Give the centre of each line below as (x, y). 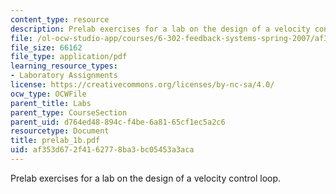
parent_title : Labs (51, 103)
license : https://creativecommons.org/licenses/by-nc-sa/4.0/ (142, 85)
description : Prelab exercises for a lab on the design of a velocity (160, 29)
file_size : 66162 (46, 47)
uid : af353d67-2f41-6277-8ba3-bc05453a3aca (102, 150)
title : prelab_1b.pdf (55, 141)
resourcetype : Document (60, 131)
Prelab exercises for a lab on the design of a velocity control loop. (146, 178)
